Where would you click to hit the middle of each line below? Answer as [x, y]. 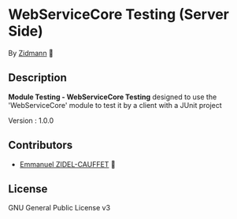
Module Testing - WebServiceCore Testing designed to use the [113, 97]
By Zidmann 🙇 [31, 53]
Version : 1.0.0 [31, 121]
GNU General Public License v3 [59, 208]
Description [37, 78]
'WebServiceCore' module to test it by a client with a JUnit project [115, 105]
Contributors [41, 145]
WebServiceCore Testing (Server [119, 15]
